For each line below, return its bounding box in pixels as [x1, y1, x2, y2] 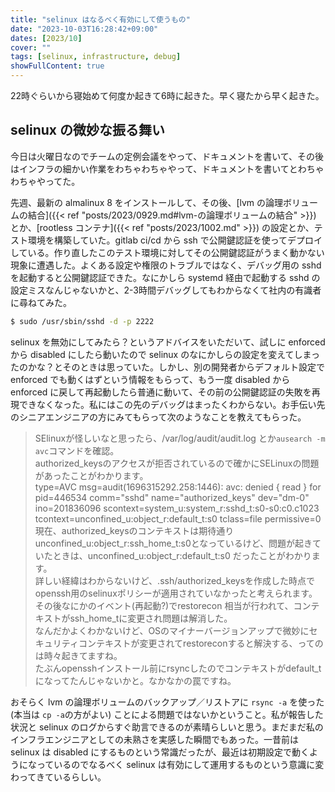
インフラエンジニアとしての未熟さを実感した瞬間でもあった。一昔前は [10, 733, 299, 745]
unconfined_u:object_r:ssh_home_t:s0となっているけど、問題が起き [34, 537, 313, 549]
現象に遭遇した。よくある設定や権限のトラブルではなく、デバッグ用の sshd [10, 259, 322, 271]
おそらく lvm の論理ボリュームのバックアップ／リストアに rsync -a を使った [10, 696, 325, 708]
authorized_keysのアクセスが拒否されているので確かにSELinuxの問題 [34, 457, 320, 469]
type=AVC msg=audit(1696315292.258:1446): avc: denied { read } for [34, 481, 322, 493]
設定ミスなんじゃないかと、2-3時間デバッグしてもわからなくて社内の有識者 [10, 284, 322, 296]
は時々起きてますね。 [34, 649, 123, 661]
